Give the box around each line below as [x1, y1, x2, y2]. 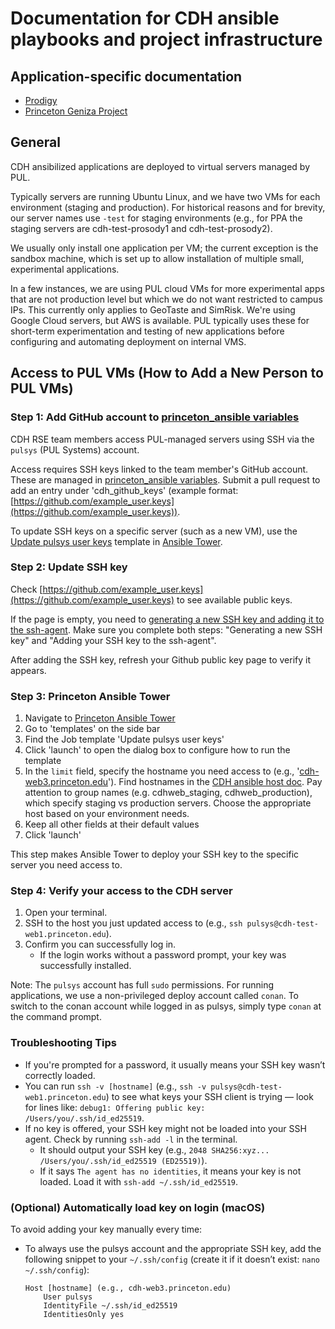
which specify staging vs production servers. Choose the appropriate [24, 797, 312, 809]
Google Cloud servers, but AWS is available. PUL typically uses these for [10, 314, 310, 326]
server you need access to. [10, 859, 123, 871]
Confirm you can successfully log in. [24, 938, 177, 951]
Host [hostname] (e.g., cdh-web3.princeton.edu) [24, 1283, 232, 1293]
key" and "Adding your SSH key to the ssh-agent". [10, 634, 217, 646]
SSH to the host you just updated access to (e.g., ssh [24, 917, 243, 929]
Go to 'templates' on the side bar [24, 723, 161, 735]
